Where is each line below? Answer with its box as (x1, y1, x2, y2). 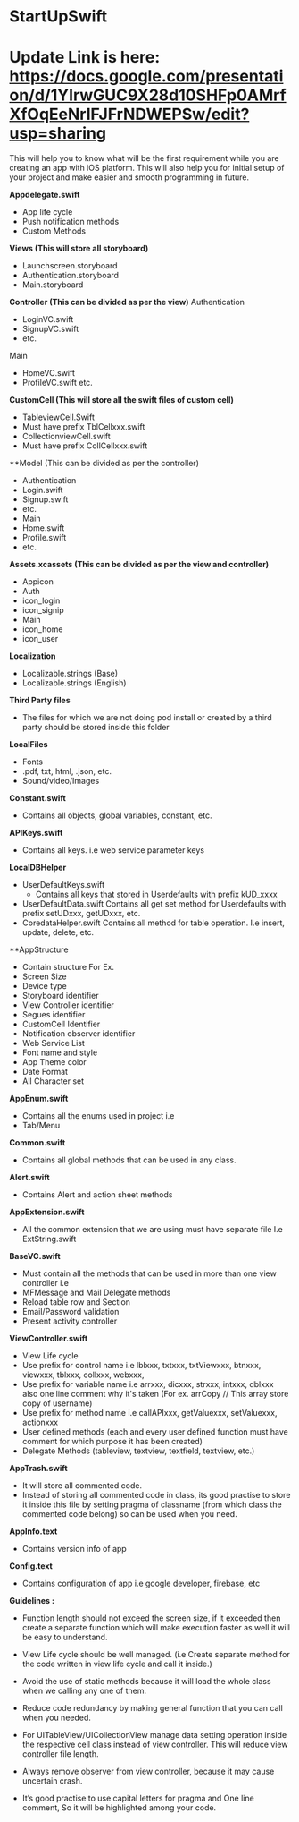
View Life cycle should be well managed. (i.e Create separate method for (21, 1649, 290, 1660)
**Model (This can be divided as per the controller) (9, 458, 199, 469)
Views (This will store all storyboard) (9, 243, 149, 254)
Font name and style (21, 1047, 98, 1058)
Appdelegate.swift (9, 190, 80, 200)
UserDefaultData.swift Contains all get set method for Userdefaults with (21, 898, 287, 909)
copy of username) (21, 1398, 93, 1409)
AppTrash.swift (9, 1463, 69, 1474)
